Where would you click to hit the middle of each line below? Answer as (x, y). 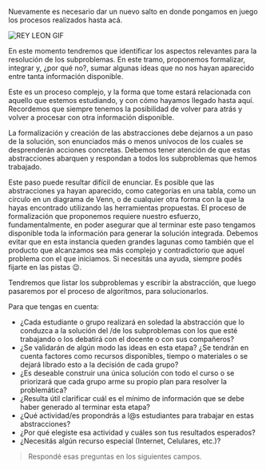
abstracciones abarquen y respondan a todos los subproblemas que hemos (133, 158)
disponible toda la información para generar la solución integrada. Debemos (133, 233)
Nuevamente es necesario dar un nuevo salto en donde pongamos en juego (133, 12)
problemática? (44, 390)
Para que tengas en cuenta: (54, 306)
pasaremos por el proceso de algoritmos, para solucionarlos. (109, 291)
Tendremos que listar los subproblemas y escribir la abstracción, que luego (132, 282)
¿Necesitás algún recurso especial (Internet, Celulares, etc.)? (120, 441)
